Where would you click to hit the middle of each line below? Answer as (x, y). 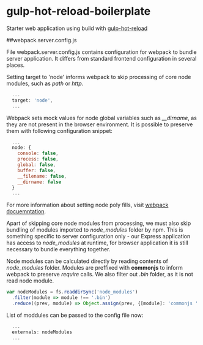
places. (16, 65)
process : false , (38, 159)
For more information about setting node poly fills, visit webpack (87, 205)
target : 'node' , (32, 100)
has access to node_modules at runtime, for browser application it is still (97, 243)
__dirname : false (39, 182)
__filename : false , (42, 176)
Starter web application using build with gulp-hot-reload (77, 28)
